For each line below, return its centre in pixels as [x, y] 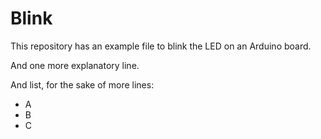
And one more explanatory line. [75, 65]
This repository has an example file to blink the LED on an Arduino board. [161, 46]
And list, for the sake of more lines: [82, 84]
